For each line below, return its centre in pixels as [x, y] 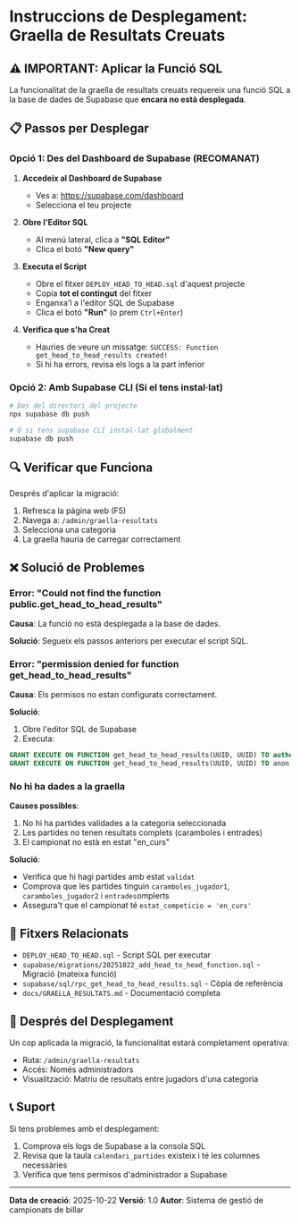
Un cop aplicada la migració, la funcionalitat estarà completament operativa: [150, 1043]
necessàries [45, 1165]
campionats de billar [47, 1210]
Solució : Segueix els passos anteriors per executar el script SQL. [129, 640]
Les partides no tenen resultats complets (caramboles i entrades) [142, 832]
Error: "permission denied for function [94, 663]
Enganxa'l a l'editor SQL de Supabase [105, 302]
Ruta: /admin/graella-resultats [81, 1059]
